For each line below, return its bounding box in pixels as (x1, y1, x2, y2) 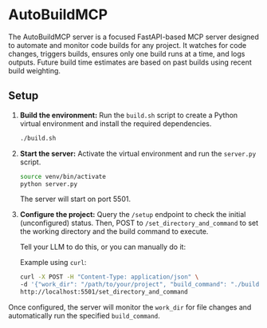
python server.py (19, 180, 78, 188)
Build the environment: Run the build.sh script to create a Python (19, 110, 238, 120)
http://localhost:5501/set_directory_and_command (19, 288, 189, 296)
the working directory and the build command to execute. (19, 227, 209, 236)
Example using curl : (19, 258, 87, 267)
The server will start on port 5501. (19, 194, 132, 204)
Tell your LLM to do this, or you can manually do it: (19, 242, 186, 252)
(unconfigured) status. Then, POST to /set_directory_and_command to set (19, 218, 259, 228)
